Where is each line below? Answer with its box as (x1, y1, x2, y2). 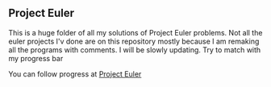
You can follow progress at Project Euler (8, 68, 142, 79)
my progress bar (8, 53, 64, 63)
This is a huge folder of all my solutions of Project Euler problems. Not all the (8, 27, 263, 37)
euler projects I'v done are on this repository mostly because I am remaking (8, 36, 260, 46)
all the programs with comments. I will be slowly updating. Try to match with (8, 44, 261, 55)
